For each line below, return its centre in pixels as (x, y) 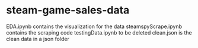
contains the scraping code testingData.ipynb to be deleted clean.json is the (99, 32)
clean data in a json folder (38, 39)
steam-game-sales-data (68, 10)
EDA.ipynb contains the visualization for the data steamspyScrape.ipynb (94, 26)
